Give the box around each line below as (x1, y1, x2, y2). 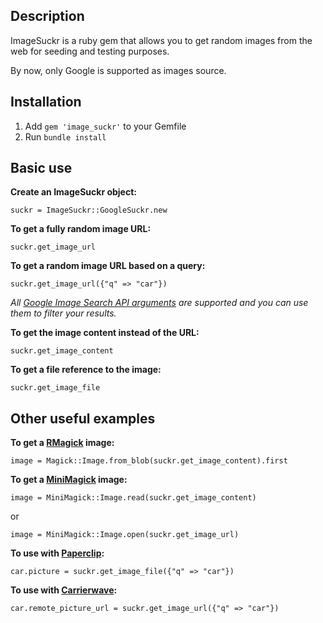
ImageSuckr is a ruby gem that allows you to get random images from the (10, 34, 313, 46)
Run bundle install (24, 130, 107, 143)
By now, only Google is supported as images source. (10, 64, 227, 76)
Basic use (10, 160, 73, 177)
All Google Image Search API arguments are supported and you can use (10, 297, 309, 309)
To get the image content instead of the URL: (10, 327, 200, 339)
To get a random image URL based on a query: (10, 260, 206, 272)
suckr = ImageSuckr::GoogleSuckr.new (10, 205, 168, 216)
